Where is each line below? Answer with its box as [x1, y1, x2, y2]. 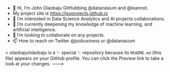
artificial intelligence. [12, 27, 56, 33]
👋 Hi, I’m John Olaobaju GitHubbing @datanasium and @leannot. [12, 5, 149, 11]
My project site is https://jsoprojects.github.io [12, 10, 108, 16]
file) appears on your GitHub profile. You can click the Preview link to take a [5, 55, 164, 61]
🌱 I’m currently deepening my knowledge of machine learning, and [12, 21, 153, 27]
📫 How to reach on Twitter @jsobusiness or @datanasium [12, 38, 135, 43]
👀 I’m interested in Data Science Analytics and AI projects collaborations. [12, 16, 165, 21]
